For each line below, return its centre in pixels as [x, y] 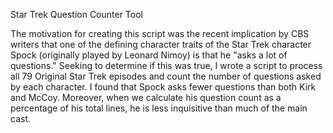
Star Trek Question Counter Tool [76, 14]
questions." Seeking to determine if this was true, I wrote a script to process [166, 65]
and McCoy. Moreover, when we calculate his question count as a [146, 97]
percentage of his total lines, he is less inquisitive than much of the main [159, 108]
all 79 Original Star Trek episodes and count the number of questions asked [166, 76]
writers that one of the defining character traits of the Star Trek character [161, 44]
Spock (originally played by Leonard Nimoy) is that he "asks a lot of [149, 55]
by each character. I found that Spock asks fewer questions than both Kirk [163, 87]
